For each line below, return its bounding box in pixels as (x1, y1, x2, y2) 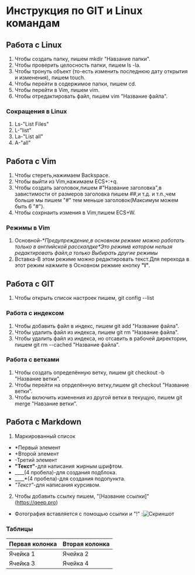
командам (6, 16, 60, 30)
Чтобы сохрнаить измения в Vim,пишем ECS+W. (14, 209, 136, 216)
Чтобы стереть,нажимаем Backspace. (14, 172, 110, 179)
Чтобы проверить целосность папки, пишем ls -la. (14, 61, 141, 69)
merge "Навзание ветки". (14, 400, 78, 407)
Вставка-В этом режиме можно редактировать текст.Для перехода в (14, 256, 189, 263)
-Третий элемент (14, 456, 57, 463)
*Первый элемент (14, 444, 61, 451)
